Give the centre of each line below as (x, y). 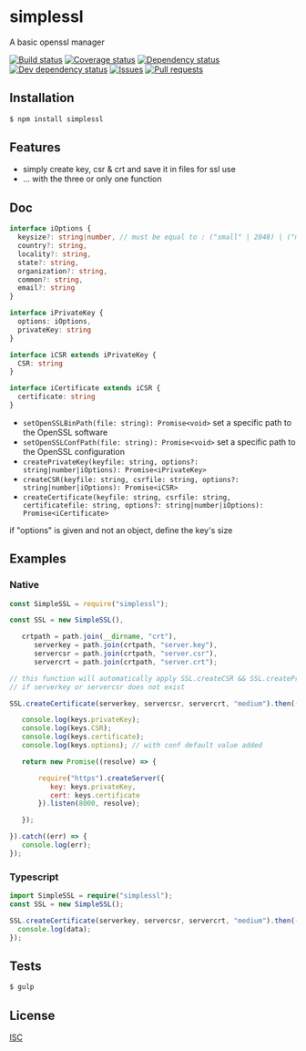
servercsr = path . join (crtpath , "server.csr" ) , (126, 654)
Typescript (34, 877)
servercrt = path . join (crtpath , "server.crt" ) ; (126, 662)
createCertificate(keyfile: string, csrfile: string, (127, 497)
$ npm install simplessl (56, 119)
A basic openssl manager (57, 42)
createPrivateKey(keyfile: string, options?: (110, 462)
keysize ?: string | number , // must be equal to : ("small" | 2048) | (150, 237)
